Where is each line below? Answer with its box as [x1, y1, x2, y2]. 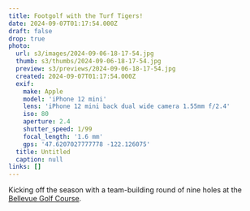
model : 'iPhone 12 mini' [23, 95, 107, 103]
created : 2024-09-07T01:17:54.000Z [15, 72, 136, 80]
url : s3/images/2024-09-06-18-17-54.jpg [15, 50, 154, 58]
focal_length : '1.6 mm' [23, 132, 104, 140]
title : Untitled [15, 148, 71, 156]
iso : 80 [23, 110, 49, 118]
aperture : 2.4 [23, 118, 71, 126]
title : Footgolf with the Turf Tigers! [8, 11, 144, 20]
